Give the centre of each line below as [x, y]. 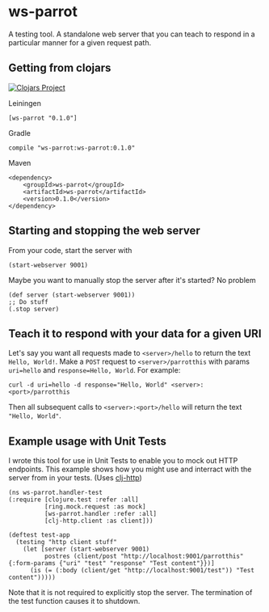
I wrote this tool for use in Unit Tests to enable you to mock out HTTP [123, 461]
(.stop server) [34, 309]
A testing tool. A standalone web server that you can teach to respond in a [132, 34]
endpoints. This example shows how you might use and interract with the [130, 469]
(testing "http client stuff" [66, 542]
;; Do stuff [28, 302]
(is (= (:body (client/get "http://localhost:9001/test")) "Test [142, 571]
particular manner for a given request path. [80, 42]
